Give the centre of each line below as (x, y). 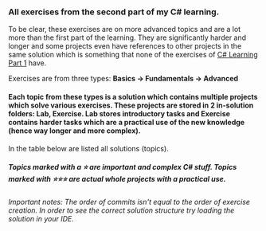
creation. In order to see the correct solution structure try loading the (121, 210)
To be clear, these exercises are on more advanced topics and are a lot (125, 29)
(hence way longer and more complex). (74, 131)
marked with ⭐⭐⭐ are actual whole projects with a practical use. (117, 179)
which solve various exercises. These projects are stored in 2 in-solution (131, 105)
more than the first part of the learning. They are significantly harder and (127, 37)
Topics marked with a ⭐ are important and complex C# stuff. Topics (123, 167)
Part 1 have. (27, 63)
